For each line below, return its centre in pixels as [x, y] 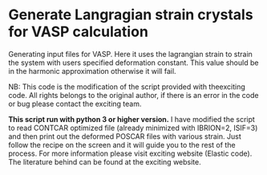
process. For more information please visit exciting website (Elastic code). [130, 153]
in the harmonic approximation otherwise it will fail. [92, 71]
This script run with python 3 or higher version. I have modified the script [131, 119]
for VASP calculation [78, 32]
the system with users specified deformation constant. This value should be [133, 63]
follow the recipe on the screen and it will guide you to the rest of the [122, 144]
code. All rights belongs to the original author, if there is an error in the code [133, 95]
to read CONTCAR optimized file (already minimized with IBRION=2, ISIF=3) [133, 128]
